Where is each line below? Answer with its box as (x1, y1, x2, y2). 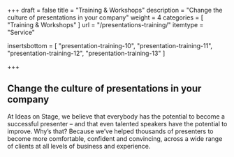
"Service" (7, 28, 35, 36)
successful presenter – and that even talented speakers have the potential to (7, 119, 228, 128)
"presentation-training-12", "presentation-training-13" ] (7, 49, 166, 57)
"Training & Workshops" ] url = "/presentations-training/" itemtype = (7, 21, 204, 29)
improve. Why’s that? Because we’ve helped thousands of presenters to (7, 127, 214, 135)
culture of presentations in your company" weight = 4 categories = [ (7, 13, 204, 22)
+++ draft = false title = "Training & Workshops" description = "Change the (7, 6, 223, 14)
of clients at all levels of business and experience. (7, 142, 151, 150)
